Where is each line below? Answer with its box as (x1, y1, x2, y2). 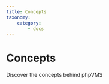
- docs (28, 25, 44, 32)
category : (17, 20, 42, 26)
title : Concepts (6, 8, 47, 15)
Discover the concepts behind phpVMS (6, 71, 103, 79)
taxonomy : (6, 14, 31, 20)
